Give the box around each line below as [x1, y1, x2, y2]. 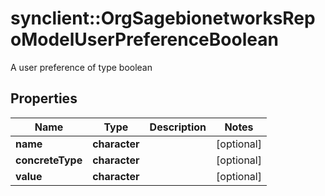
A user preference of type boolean [10, 61, 153, 73]
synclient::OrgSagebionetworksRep [10, 7, 316, 30]
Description [149, 120, 207, 134]
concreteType [15, 153, 83, 167]
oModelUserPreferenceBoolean [10, 28, 279, 51]
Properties [10, 90, 78, 107]
